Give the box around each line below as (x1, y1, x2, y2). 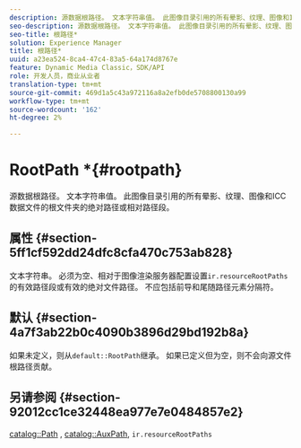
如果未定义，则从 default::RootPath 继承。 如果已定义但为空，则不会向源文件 (9, 349, 292, 360)
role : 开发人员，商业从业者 (9, 72, 100, 81)
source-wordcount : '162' (9, 105, 102, 114)
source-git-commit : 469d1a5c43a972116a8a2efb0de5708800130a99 (9, 88, 246, 97)
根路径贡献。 (9, 361, 56, 372)
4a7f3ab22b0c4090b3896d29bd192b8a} (9, 325, 249, 340)
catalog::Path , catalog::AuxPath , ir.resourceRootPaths (9, 428, 212, 439)
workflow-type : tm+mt (9, 96, 90, 106)
